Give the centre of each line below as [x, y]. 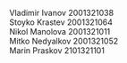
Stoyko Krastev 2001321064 [61, 22]
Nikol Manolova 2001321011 [60, 31]
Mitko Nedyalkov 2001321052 [64, 41]
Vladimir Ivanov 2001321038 [62, 13]
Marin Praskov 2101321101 [57, 51]
